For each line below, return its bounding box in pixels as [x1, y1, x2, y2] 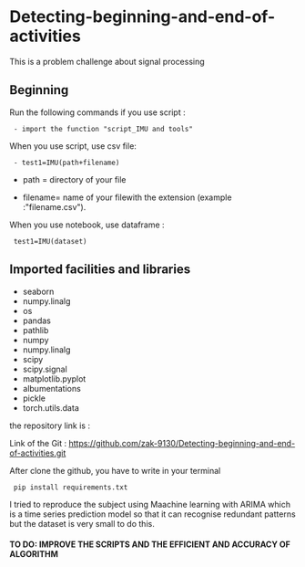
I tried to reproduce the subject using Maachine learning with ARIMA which [9, 499, 291, 509]
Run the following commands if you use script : [9, 107, 186, 118]
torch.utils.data [22, 402, 79, 413]
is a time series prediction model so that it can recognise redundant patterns [9, 509, 296, 520]
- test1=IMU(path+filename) [13, 158, 120, 167]
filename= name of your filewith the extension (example [22, 192, 232, 203]
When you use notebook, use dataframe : [9, 219, 166, 230]
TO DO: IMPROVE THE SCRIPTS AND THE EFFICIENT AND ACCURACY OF [9, 539, 291, 550]
